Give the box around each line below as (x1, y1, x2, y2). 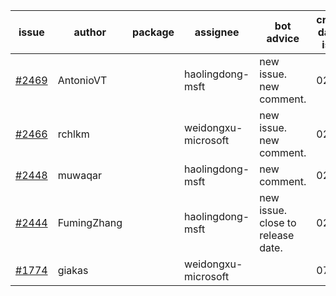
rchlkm (57, 127, 90, 141)
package (131, 25, 175, 39)
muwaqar (57, 169, 102, 182)
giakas (57, 264, 89, 277)
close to (259, 216, 297, 229)
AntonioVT (57, 74, 108, 87)
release (259, 229, 295, 242)
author (73, 25, 107, 39)
